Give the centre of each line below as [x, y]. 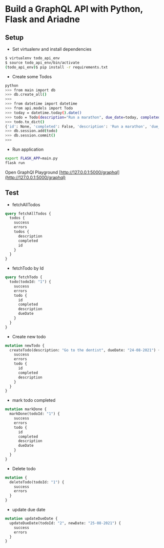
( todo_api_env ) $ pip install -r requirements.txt [57, 67]
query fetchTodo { [24, 277]
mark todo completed [34, 400]
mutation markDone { [26, 409]
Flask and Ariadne [42, 19]
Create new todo [29, 336]
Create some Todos [32, 76]
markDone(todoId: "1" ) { [35, 414]
